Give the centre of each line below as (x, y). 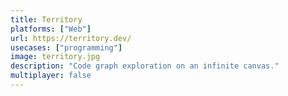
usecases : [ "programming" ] (66, 47)
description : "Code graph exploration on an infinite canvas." (145, 66)
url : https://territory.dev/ (71, 38)
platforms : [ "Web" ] (51, 29)
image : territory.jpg (55, 57)
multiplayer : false (51, 76)
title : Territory (46, 19)
